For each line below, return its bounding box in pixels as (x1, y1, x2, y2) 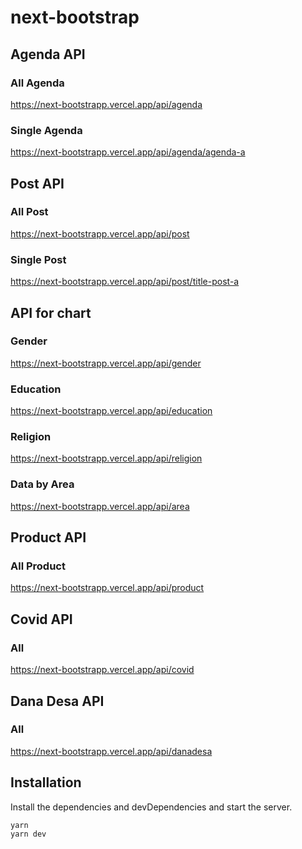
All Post (10, 205, 49, 219)
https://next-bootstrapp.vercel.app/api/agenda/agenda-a (10, 146, 246, 158)
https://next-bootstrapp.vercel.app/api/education (10, 405, 213, 417)
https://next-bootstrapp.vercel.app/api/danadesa (10, 745, 213, 757)
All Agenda (10, 76, 65, 90)
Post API (10, 175, 65, 192)
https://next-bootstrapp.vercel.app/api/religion (10, 452, 203, 465)
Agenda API (10, 46, 86, 63)
